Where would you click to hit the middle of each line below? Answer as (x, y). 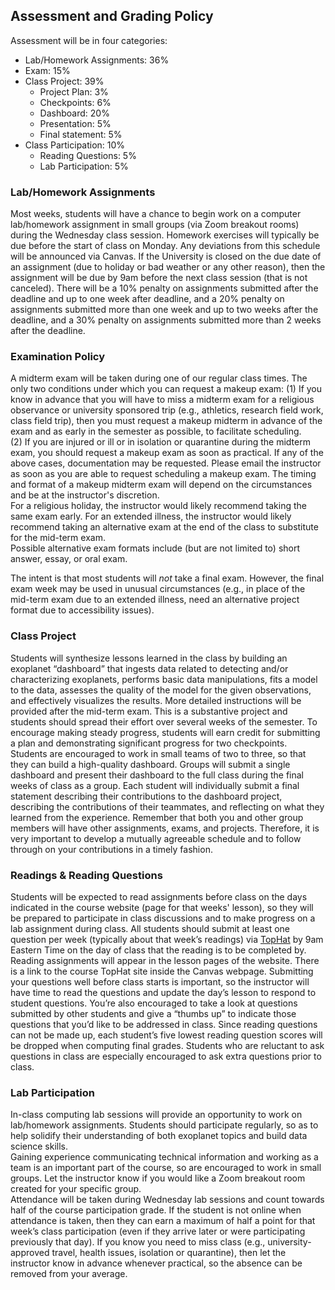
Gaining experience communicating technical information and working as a (164, 1157)
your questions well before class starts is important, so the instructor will (160, 982)
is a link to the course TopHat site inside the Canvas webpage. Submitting (162, 971)
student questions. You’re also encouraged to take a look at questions (154, 1003)
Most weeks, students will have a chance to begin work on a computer (156, 214)
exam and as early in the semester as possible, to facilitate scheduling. (156, 431)
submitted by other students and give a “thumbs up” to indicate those (153, 1013)
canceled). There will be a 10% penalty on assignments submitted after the (164, 288)
